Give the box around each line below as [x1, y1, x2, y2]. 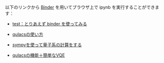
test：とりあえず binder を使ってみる [12, 21, 87, 27]
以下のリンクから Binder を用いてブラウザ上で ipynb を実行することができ [5, 4, 155, 10]
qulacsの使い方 [12, 31, 43, 37]
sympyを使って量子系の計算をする [12, 42, 82, 48]
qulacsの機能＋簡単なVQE [12, 52, 65, 58]
